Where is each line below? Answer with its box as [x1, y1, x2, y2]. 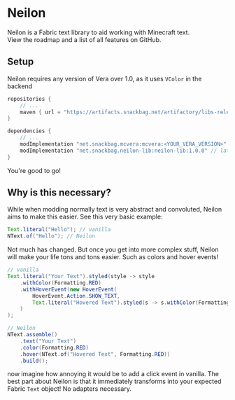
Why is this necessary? [7, 187, 112, 199]
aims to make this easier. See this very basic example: [7, 212, 163, 221]
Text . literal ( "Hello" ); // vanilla [7, 226, 111, 233]
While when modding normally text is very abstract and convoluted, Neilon [7, 205, 222, 214]
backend [7, 82, 33, 90]
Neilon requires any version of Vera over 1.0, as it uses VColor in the [7, 74, 202, 83]
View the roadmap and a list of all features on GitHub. [7, 35, 162, 43]
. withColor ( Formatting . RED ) [20, 279, 101, 287]
